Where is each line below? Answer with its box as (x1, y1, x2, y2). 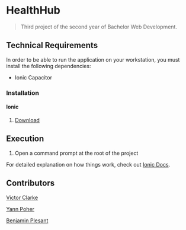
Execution (6, 134, 44, 144)
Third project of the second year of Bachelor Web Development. (20, 23, 178, 30)
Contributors (6, 178, 55, 189)
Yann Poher (6, 205, 34, 212)
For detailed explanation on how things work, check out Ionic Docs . (6, 161, 171, 168)
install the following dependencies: (6, 62, 91, 69)
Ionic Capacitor (14, 74, 52, 81)
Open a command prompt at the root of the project (14, 149, 139, 156)
